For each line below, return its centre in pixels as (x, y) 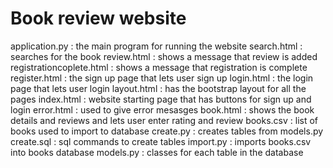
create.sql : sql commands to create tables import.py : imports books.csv (161, 141)
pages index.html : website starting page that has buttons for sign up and (161, 99)
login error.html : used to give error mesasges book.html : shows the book (162, 109)
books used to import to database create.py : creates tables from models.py (167, 131)
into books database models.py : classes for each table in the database (157, 152)
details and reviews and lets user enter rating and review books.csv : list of (164, 120)
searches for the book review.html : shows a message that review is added (164, 56)
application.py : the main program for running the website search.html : (156, 46)
